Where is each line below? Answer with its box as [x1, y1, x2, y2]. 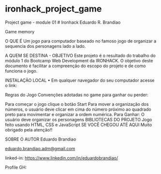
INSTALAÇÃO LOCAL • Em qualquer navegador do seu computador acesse [5, 77, 155, 83]
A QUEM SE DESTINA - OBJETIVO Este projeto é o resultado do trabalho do [5, 52, 156, 58]
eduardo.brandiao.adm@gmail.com [5, 145, 75, 151]
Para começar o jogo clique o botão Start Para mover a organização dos [5, 101, 149, 107]
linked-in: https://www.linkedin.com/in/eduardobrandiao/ [5, 155, 118, 160]
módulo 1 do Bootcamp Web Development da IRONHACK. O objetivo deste [5, 58, 153, 63]
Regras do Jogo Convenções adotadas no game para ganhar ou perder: [5, 92, 148, 98]
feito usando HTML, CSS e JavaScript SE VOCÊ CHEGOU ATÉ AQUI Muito [5, 122, 152, 128]
